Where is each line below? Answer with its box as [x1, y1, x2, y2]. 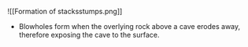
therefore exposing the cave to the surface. [18, 31, 160, 39]
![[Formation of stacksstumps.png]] [7, 7, 123, 16]
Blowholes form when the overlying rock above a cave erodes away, [18, 22, 241, 31]
